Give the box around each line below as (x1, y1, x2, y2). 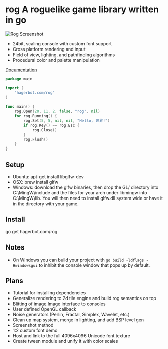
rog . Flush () (23, 137, 49, 142)
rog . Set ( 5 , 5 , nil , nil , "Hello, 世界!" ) (23, 118, 110, 123)
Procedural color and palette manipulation (12, 57, 100, 63)
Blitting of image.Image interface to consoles (12, 301, 106, 307)
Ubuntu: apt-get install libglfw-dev (12, 174, 84, 180)
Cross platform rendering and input (12, 46, 86, 52)
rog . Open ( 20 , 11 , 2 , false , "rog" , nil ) (14, 109, 100, 114)
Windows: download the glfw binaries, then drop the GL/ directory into (12, 184, 159, 190)
